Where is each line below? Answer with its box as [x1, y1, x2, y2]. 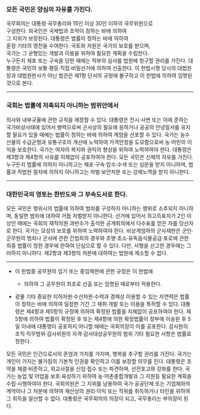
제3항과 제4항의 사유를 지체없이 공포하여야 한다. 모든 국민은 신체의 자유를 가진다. [6, 153, 194, 160]
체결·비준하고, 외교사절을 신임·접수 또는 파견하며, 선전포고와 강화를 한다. [17, 365, 184, 372]
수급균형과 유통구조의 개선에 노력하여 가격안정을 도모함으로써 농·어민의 [21, 138, 186, 145]
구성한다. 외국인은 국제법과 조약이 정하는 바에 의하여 [6, 27, 127, 35]
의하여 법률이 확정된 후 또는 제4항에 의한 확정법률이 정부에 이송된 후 [29, 315, 186, 322]
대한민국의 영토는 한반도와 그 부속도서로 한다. [6, 190, 128, 198]
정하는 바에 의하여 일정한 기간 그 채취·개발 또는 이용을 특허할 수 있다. [21, 300, 180, 307]
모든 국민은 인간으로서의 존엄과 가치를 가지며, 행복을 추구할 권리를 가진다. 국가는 [6, 350, 192, 357]
